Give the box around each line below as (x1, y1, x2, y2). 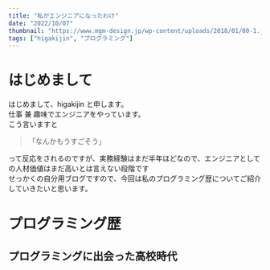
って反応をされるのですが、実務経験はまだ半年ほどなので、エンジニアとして (8, 153, 261, 163)
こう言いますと (8, 120, 58, 129)
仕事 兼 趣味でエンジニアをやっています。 (8, 109, 145, 119)
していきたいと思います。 (8, 184, 92, 194)
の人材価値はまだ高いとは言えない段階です (8, 164, 149, 174)
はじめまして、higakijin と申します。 (8, 100, 129, 109)
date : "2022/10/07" (8, 19, 74, 27)
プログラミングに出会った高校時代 (8, 249, 178, 263)
